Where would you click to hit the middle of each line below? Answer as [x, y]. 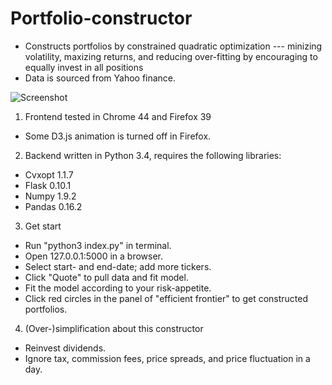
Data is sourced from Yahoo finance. [100, 78]
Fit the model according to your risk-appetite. [118, 288]
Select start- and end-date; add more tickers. [118, 266]
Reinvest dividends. [65, 348]
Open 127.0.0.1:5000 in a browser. [94, 256]
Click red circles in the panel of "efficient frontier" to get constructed [166, 298]
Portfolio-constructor [101, 18]
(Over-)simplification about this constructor [114, 328]
